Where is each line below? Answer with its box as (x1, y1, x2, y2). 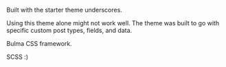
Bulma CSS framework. (6, 40, 73, 47)
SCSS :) (6, 53, 29, 61)
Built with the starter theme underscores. (6, 6, 123, 14)
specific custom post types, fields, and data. (6, 27, 133, 34)
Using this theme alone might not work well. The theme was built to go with (6, 19, 220, 27)
